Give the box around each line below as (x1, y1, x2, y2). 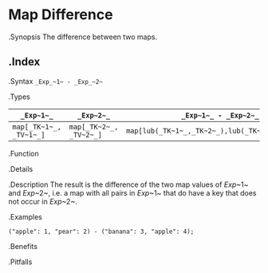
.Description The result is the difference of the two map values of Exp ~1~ (8, 180, 249, 189)
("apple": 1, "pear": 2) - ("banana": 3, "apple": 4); (8, 227, 195, 235)
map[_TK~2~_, (69, 122, 119, 131)
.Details (8, 164, 33, 173)
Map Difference (8, 6, 113, 24)
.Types (8, 92, 30, 101)
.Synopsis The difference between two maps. (8, 32, 158, 42)
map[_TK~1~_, (12, 122, 62, 131)
